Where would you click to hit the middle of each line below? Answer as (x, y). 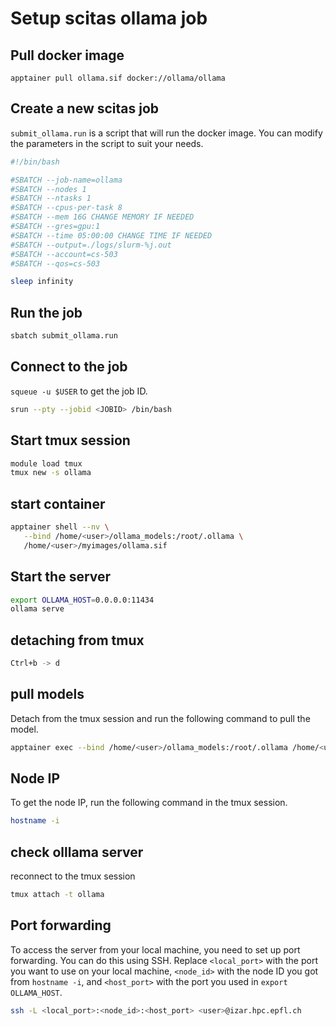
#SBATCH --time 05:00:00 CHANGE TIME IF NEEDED (111, 235)
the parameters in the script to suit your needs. (107, 143)
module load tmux (46, 463)
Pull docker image (67, 55)
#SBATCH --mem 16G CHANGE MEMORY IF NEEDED (102, 217)
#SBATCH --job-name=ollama (66, 180)
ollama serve (37, 609)
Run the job (46, 312)
